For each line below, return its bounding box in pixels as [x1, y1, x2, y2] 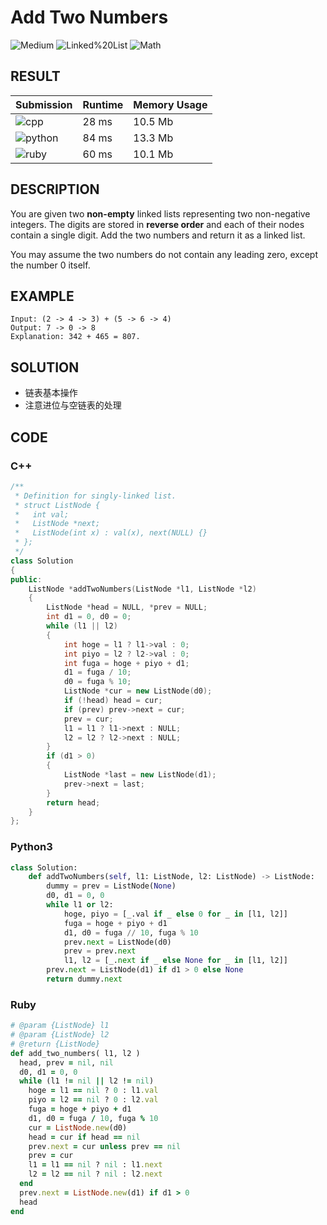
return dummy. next [46, 974, 123, 985]
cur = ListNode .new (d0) [28, 1122, 128, 1133]
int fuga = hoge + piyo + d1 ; [63, 658, 190, 668]
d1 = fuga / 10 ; [63, 667, 132, 678]
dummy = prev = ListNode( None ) [46, 881, 177, 891]
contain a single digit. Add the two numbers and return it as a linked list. [10, 229, 306, 241]
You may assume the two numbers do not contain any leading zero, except [10, 248, 318, 260]
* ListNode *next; [14, 519, 101, 529]
